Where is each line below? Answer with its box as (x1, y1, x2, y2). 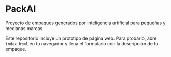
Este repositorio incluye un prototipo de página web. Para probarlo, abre (5, 35, 157, 41)
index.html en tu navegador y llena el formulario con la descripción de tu (5, 40, 158, 46)
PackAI (5, 3, 36, 15)
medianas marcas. (5, 25, 44, 31)
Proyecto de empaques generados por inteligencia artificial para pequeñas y (5, 20, 166, 26)
